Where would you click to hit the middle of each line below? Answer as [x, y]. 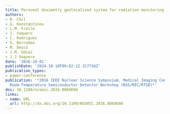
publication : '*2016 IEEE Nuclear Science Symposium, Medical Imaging [81, 80]
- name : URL [18, 99]
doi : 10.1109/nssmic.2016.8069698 [42, 90]
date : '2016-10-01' [26, 62]
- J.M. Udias [19, 52]
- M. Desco [17, 47]
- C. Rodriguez [21, 38]
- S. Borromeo [20, 43]
